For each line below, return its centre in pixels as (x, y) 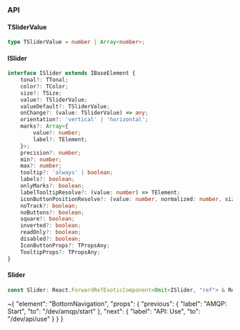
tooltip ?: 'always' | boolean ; (67, 172)
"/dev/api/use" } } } (35, 319)
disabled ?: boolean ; (51, 239)
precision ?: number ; (51, 153)
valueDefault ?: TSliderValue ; (65, 106)
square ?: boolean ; (47, 219)
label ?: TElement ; (60, 139)
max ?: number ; (41, 166)
